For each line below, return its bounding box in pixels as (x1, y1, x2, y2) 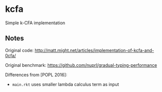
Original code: (5, 47, 34, 53)
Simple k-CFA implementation (5, 20, 65, 26)
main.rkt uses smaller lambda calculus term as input (12, 81, 119, 87)
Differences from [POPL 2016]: (5, 72, 67, 78)
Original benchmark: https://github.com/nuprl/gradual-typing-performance (5, 62, 158, 68)
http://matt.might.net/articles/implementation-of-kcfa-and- (34, 47, 154, 53)
